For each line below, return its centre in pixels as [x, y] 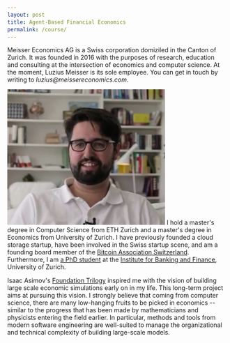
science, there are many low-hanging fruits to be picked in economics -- [112, 303]
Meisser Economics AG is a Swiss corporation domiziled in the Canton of [112, 50]
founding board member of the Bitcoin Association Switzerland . [98, 252]
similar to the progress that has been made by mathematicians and [103, 310]
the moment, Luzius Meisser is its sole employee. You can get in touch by [113, 73]
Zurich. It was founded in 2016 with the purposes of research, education [111, 58]
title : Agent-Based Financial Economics [67, 22]
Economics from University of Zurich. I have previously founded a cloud [110, 238]
